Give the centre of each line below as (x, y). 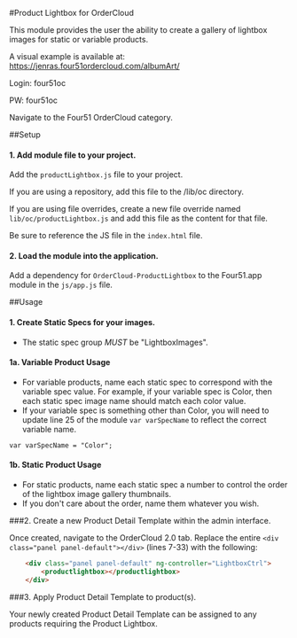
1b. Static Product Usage (55, 465)
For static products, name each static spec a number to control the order (155, 485)
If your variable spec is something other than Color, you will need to (145, 410)
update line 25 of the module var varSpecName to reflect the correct (145, 419)
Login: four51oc (38, 83)
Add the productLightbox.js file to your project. (96, 175)
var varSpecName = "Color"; (61, 445)
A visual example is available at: (67, 56)
